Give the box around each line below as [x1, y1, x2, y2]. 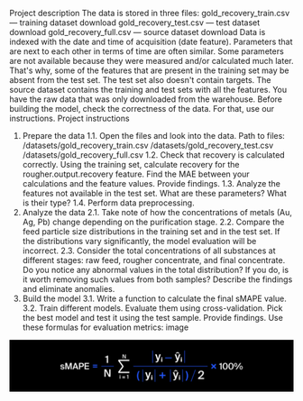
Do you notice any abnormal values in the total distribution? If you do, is [22, 265, 289, 275]
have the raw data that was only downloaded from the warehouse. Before [9, 94, 282, 105]
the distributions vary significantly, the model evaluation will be [22, 236, 257, 246]
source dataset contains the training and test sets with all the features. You [9, 85, 288, 95]
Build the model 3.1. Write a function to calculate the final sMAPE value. [22, 293, 287, 304]
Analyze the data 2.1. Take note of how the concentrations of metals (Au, [22, 207, 293, 217]
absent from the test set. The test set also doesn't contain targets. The [9, 75, 271, 85]
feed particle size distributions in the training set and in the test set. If [22, 226, 280, 237]
